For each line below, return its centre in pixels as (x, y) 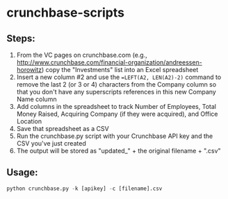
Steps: (21, 38)
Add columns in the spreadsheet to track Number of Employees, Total (116, 106)
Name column (36, 99)
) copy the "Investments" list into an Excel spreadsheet (120, 70)
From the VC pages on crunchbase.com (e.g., (82, 55)
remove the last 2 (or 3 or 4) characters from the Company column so (116, 84)
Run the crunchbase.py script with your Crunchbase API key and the (115, 136)
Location (29, 121)
